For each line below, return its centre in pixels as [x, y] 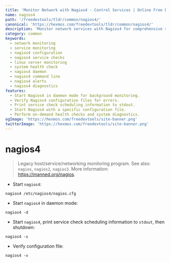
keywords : [16, 39]
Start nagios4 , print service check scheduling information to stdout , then [89, 222]
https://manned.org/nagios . [46, 174]
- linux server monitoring [38, 62]
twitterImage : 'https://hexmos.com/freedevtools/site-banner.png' [77, 124]
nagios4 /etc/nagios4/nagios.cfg [41, 194]
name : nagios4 [20, 15]
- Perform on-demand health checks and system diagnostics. [75, 115]
